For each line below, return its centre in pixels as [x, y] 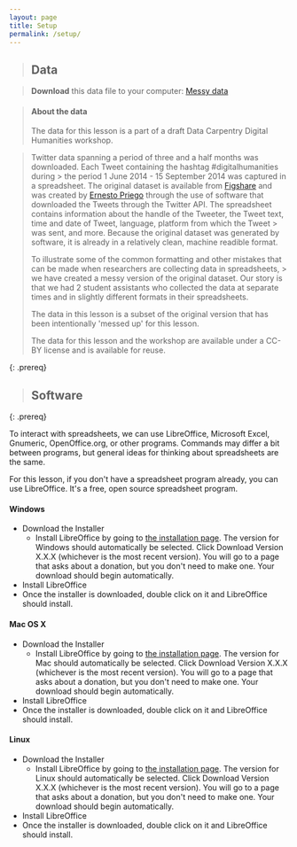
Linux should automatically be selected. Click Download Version [152, 778]
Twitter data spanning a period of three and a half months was [145, 158]
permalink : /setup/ [45, 34]
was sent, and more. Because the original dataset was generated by [155, 233]
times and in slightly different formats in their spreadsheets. [140, 297]
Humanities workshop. [72, 140]
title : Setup [33, 26]
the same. [27, 462]
